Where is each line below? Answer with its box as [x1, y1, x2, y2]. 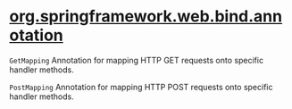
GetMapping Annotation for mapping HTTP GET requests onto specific [9, 54, 264, 65]
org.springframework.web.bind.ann [9, 6, 283, 27]
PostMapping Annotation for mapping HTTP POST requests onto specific [9, 81, 273, 92]
